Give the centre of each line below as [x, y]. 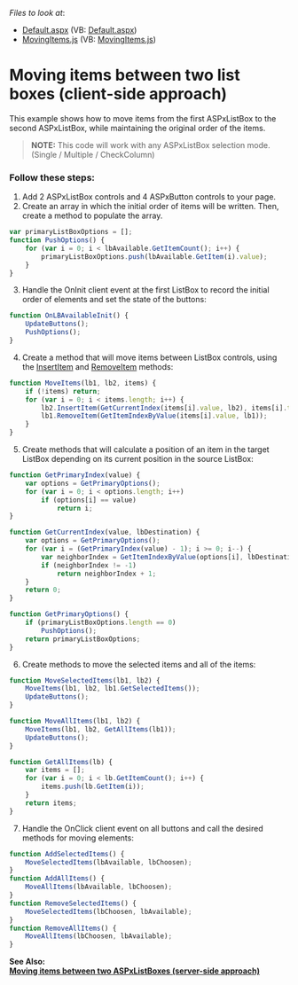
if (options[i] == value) [89, 500]
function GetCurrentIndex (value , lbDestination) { [105, 532]
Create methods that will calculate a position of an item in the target [145, 450]
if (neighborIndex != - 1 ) [89, 565]
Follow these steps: [52, 177]
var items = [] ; [55, 770]
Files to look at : [37, 13]
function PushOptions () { [57, 240]
